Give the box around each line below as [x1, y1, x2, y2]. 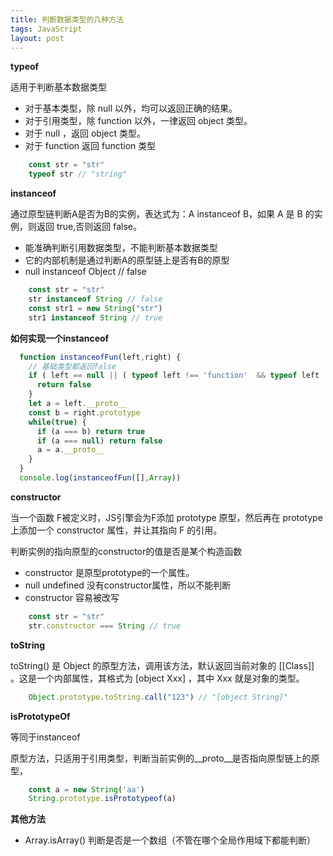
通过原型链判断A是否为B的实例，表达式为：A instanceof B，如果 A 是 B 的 [10, 208, 315, 220]
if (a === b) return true [36, 426, 145, 436]
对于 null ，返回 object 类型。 [24, 127, 146, 140]
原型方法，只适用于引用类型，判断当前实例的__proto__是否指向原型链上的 [10, 752, 312, 764]
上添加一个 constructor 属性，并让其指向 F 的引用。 [10, 524, 223, 536]
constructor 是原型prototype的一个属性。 [24, 566, 195, 578]
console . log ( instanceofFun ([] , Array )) [19, 473, 182, 483]
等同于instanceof [10, 731, 81, 743]
